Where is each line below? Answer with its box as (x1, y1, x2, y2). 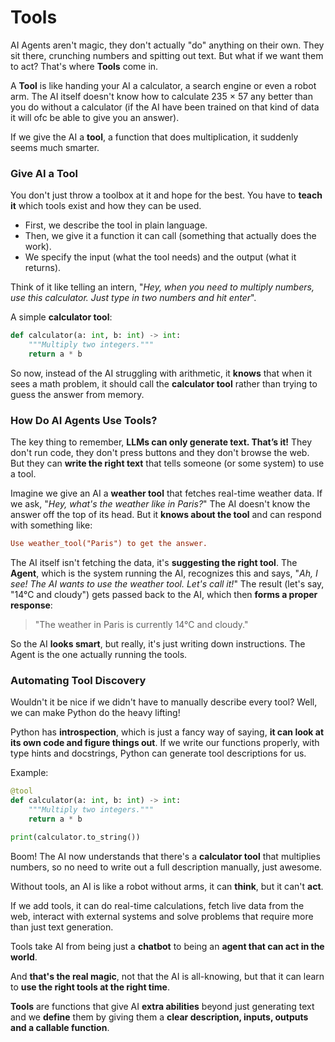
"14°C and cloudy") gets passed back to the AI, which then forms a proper (10, 589, 318, 601)
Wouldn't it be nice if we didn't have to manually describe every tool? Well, (10, 696, 318, 708)
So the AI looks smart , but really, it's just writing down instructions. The (10, 638, 306, 650)
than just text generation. (10, 921, 114, 933)
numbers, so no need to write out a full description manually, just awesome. (10, 861, 323, 873)
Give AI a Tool (10, 166, 79, 180)
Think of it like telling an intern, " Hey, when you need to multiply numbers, (10, 281, 315, 293)
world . (10, 951, 38, 963)
